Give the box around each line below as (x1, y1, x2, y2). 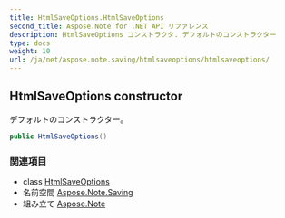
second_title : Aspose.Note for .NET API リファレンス (9, 22, 209, 31)
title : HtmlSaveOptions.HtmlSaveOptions (9, 13, 165, 23)
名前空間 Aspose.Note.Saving (22, 186, 133, 197)
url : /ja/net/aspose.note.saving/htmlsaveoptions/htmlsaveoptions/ (9, 55, 270, 64)
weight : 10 (9, 47, 51, 56)
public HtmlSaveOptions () (9, 132, 107, 141)
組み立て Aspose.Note (22, 198, 106, 209)
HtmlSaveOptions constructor (9, 89, 183, 104)
